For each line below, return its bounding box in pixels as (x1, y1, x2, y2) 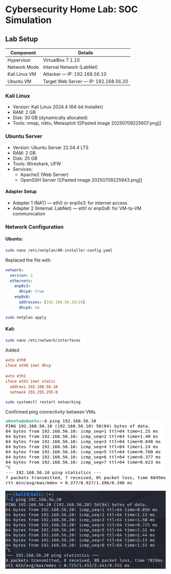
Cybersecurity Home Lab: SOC (5, 4, 138, 15)
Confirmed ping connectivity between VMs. (5, 409, 97, 415)
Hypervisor (7, 57, 31, 63)
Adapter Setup (5, 188, 37, 194)
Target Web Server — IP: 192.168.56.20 (43, 78, 128, 84)
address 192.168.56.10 (10, 384, 58, 390)
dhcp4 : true (18, 289, 44, 294)
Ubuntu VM (7, 78, 32, 84)
